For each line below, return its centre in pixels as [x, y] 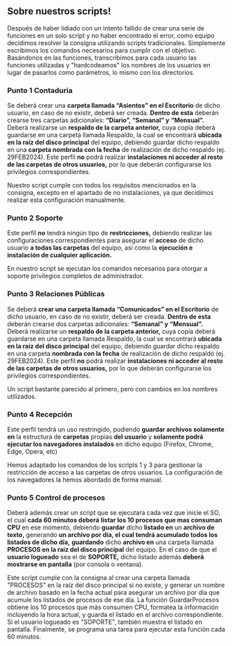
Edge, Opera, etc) [32, 451]
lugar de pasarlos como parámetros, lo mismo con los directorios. [101, 72]
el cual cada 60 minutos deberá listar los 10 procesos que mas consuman [115, 520]
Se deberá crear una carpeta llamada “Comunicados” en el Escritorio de [113, 309]
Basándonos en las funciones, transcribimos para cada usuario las [102, 58]
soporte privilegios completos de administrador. [75, 276]
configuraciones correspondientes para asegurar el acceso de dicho [106, 240]
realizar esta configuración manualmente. [66, 200]
